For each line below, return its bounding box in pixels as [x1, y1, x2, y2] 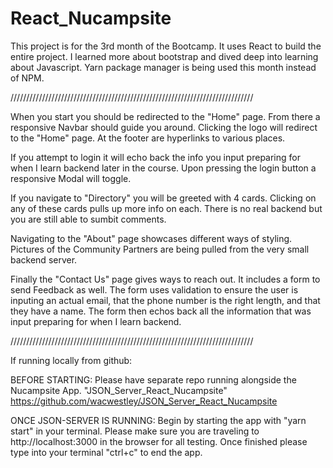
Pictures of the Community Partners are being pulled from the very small [10, 243, 310, 255]
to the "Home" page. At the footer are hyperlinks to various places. [10, 132, 286, 144]
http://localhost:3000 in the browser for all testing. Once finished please [10, 435, 308, 447]
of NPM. [10, 72, 45, 84]
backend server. [10, 253, 78, 266]
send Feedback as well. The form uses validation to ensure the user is [10, 283, 299, 296]
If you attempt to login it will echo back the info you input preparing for [10, 151, 301, 163]
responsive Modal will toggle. [10, 172, 132, 184]
